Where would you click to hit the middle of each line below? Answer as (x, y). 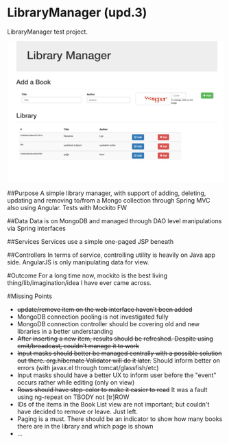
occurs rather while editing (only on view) (76, 382)
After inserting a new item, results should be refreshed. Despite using (115, 339)
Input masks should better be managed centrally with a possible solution (119, 353)
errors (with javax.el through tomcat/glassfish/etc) (88, 367)
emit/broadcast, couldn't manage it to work (78, 345)
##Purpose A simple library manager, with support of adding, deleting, (107, 193)
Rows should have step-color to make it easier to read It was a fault (112, 389)
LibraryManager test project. (47, 32)
